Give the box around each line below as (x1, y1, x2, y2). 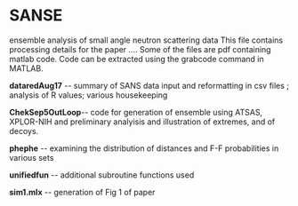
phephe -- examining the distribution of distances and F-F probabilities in (9, 143, 279, 154)
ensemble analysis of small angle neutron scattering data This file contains (9, 35, 283, 45)
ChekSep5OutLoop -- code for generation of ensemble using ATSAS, (9, 107, 263, 117)
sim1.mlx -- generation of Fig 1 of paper (9, 186, 156, 197)
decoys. (9, 125, 39, 136)
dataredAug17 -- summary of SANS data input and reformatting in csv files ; (9, 80, 290, 91)
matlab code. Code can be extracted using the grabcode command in (9, 53, 264, 64)
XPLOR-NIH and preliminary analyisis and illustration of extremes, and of (9, 116, 276, 127)
